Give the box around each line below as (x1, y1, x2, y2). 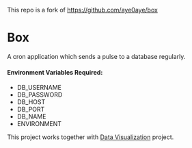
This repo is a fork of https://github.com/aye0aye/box (7, 6, 159, 14)
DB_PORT (16, 106, 45, 114)
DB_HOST (16, 98, 46, 106)
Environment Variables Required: (7, 68, 103, 76)
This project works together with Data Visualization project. (7, 133, 174, 141)
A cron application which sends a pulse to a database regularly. (7, 52, 186, 60)
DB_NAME (16, 112, 46, 121)
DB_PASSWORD (16, 90, 63, 99)
